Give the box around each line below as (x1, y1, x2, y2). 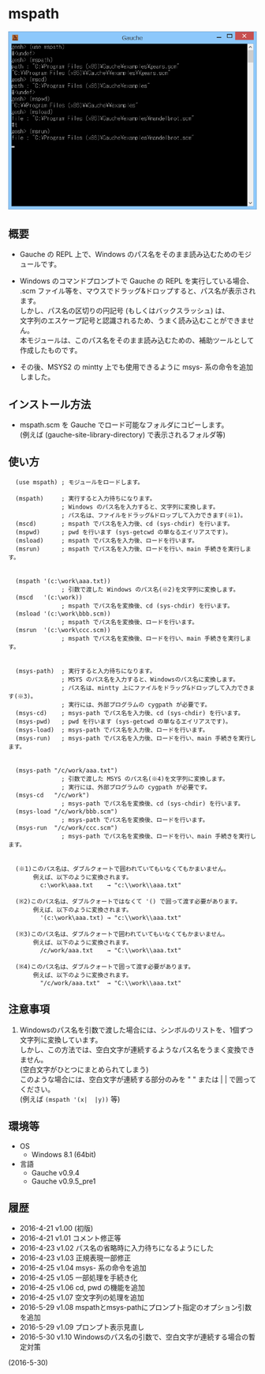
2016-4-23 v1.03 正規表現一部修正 (19, 1253, 132, 1262)
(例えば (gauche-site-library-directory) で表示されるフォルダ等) (19, 430, 226, 440)
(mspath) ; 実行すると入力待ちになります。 (15, 494, 156, 502)
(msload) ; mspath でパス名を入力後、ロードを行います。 (15, 536, 199, 544)
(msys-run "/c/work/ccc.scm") (15, 823, 118, 831)
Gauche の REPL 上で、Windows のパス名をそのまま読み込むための (19, 250, 238, 259)
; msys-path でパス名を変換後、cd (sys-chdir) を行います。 (61, 800, 244, 808)
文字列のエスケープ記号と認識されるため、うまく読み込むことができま (19, 316, 248, 325)
